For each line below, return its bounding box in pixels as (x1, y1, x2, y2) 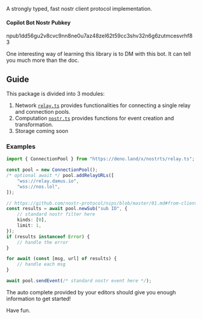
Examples (6, 142, 36, 150)
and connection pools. (14, 108, 71, 116)
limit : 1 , (17, 223, 42, 229)
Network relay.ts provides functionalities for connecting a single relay (14, 102, 191, 109)
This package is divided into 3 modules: (6, 90, 105, 98)
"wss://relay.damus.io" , (17, 178, 79, 184)
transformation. (14, 121, 54, 128)
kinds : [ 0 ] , (17, 217, 47, 223)
